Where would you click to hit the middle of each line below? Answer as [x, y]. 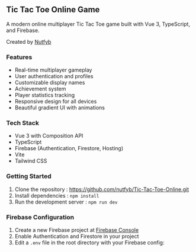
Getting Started [29, 176]
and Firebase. [23, 30]
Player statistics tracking [45, 95]
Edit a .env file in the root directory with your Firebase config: [89, 243]
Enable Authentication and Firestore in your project [77, 236]
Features [19, 57]
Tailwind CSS [31, 161]
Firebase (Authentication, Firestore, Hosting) [69, 148]
